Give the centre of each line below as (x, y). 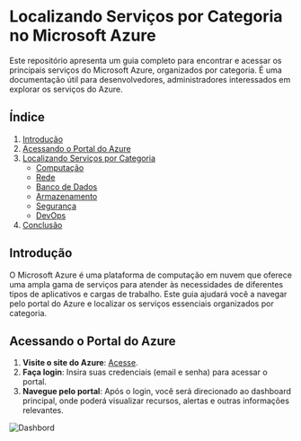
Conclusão (42, 225)
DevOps (51, 215)
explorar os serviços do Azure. (66, 89)
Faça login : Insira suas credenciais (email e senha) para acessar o (145, 372)
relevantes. (43, 410)
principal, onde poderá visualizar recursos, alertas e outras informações (156, 401)
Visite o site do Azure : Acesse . (80, 363)
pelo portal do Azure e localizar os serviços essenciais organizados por (142, 304)
